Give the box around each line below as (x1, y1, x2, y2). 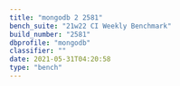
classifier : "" (9, 47, 67, 56)
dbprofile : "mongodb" (9, 38, 91, 47)
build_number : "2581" (9, 30, 91, 39)
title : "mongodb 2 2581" (9, 13, 103, 22)
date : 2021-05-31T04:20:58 (9, 55, 111, 64)
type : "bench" (9, 64, 63, 73)
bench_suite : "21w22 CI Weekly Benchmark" (9, 21, 172, 30)
